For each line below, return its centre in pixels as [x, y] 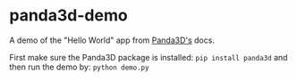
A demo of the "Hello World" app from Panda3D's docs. [112, 40]
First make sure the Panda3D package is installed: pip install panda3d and [148, 57]
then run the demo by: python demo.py [79, 67]
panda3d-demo [68, 16]
